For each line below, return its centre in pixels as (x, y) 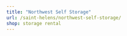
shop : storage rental (34, 23)
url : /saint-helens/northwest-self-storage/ (64, 18)
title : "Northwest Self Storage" (49, 12)
